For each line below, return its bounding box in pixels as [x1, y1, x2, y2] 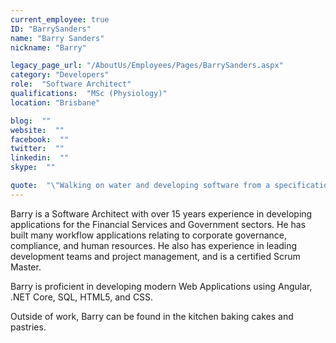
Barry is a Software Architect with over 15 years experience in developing [10, 207, 313, 220]
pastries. [10, 321, 47, 333]
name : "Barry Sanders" [10, 33, 105, 43]
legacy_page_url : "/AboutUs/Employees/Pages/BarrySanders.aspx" [10, 61, 284, 71]
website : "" [10, 125, 65, 135]
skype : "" [10, 162, 56, 173]
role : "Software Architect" [10, 79, 132, 90]
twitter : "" [10, 144, 65, 154]
